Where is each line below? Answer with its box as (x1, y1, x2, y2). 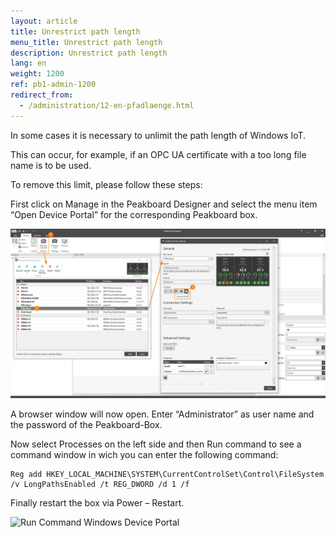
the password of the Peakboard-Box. (10, 419, 163, 431)
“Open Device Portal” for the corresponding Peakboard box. (10, 208, 258, 220)
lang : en (10, 58, 47, 69)
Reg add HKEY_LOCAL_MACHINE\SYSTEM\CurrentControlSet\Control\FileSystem (10, 470, 325, 480)
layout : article (10, 16, 78, 26)
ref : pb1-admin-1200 (10, 80, 97, 90)
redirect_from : (10, 90, 74, 100)
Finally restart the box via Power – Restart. (10, 497, 185, 509)
